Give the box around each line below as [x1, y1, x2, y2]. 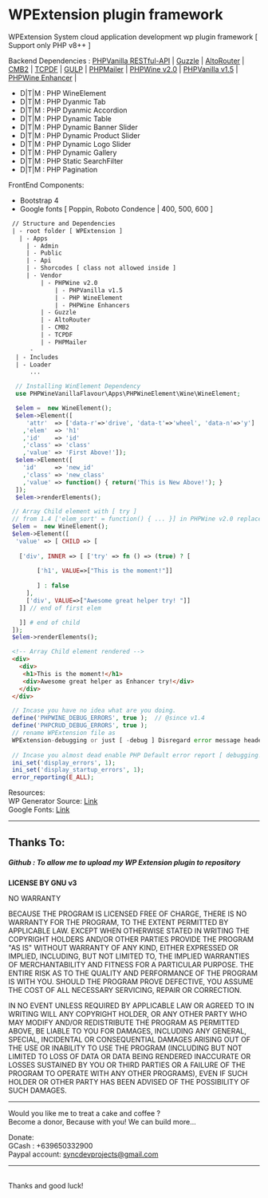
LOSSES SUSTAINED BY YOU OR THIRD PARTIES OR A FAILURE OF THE [8, 1060, 246, 1070]
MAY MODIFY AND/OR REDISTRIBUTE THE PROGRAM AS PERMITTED [8, 1018, 240, 1027]
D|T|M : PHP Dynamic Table [19, 113, 112, 123]
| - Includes [15, 353, 59, 361]
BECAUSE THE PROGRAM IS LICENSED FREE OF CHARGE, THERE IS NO [8, 908, 247, 919]
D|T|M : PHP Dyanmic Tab [19, 97, 106, 106]
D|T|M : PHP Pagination [19, 164, 98, 174]
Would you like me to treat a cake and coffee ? [8, 1108, 161, 1118]
